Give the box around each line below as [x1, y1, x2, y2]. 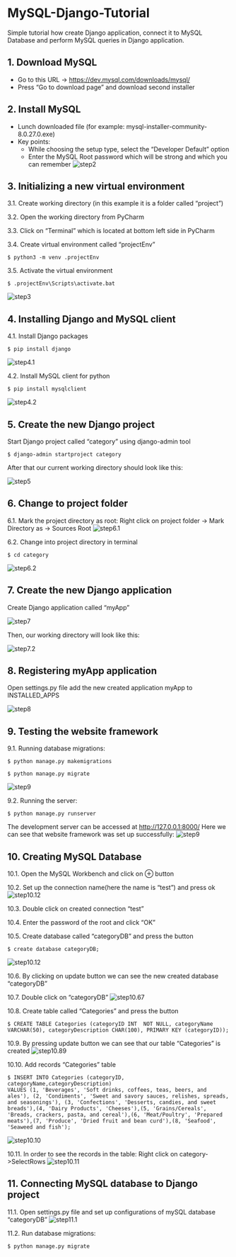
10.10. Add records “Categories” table [7, 1061, 117, 1069]
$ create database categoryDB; [7, 946, 100, 953]
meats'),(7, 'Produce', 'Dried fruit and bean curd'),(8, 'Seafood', [7, 1117, 217, 1124]
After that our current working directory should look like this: [7, 463, 184, 472]
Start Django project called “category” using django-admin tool [7, 437, 191, 446]
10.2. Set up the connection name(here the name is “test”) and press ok [7, 884, 216, 892]
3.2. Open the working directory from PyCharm [7, 213, 145, 221]
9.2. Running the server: [7, 796, 78, 805]
